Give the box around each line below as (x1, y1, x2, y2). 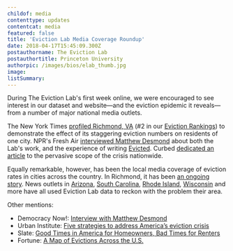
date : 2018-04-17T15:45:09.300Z (7, 42, 101, 49)
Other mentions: (7, 201, 54, 209)
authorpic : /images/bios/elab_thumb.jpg (7, 62, 127, 69)
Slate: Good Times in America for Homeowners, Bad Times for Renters (17, 229, 220, 237)
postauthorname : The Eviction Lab (7, 49, 108, 56)
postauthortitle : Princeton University (7, 56, 123, 63)
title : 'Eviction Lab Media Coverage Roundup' (7, 36, 145, 43)
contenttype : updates (7, 17, 70, 24)
